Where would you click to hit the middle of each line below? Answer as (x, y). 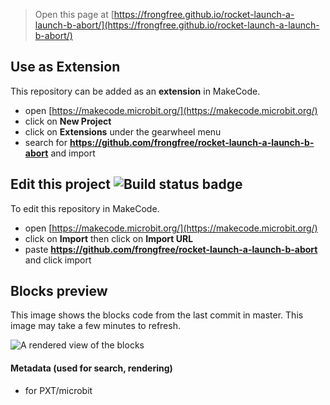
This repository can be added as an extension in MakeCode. (135, 91)
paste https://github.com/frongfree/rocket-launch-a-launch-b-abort (171, 249)
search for (46, 142)
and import (73, 153)
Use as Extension (65, 67)
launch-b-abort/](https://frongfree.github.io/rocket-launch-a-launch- (177, 25)
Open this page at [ (74, 14)
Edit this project (60, 184)
